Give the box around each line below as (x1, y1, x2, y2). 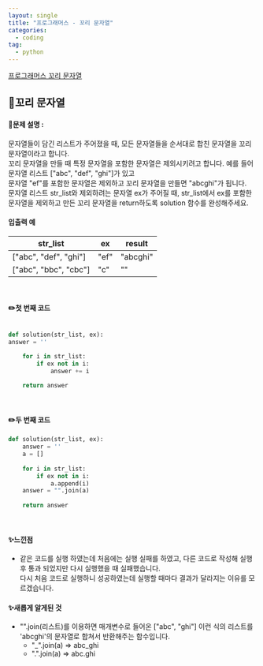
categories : (8, 26, 47, 34)
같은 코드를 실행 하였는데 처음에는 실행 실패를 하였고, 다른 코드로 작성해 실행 (19, 554, 254, 563)
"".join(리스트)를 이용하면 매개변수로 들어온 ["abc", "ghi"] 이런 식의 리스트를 (19, 622, 254, 631)
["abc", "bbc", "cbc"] (12, 264, 91, 275)
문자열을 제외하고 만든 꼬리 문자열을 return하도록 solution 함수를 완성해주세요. (8, 198, 250, 208)
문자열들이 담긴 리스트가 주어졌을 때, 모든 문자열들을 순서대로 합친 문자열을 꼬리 (8, 139, 252, 148)
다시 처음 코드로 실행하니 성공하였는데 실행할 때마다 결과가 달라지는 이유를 (19, 574, 247, 583)
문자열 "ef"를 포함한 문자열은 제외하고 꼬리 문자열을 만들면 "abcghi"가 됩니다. (8, 178, 247, 188)
